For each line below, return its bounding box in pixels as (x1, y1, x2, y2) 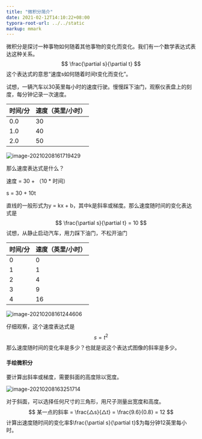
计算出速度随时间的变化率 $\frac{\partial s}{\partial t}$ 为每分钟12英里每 (6, 419, 182, 426)
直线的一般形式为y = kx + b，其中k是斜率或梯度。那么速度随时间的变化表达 (6, 202, 192, 209)
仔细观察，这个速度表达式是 (6, 323, 75, 330)
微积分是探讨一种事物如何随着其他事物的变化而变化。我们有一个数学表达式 (6, 43, 191, 50)
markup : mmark (6, 25, 42, 32)
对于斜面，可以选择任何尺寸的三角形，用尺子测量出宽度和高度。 (6, 398, 164, 405)
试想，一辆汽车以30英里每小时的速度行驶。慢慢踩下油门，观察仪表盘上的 (6, 83, 187, 90)
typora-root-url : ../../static (6, 20, 85, 26)
